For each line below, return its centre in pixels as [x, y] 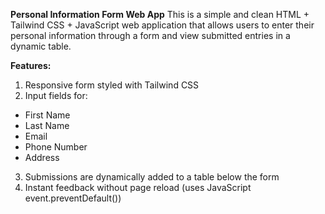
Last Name [47, 125]
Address [42, 157]
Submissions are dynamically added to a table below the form [152, 177]
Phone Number [56, 147]
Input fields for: [56, 95]
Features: [31, 65]
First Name [47, 115]
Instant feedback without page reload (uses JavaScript [138, 187]
